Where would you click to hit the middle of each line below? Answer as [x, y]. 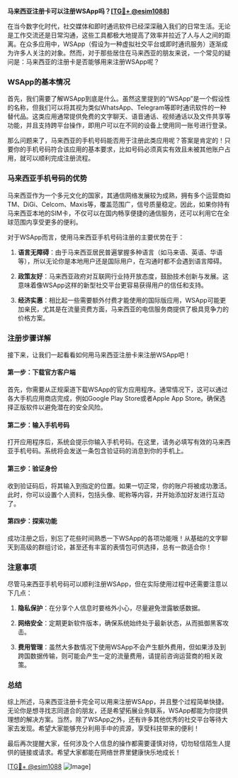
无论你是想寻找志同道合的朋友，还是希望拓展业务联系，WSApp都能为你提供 [118, 711]
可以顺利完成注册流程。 [60, 158]
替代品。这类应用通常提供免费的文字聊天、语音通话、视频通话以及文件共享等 [119, 117]
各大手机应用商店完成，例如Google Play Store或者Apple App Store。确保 [113, 399]
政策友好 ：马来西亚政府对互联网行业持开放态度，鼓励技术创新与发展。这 [123, 276]
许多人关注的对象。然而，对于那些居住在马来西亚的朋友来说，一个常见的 [119, 53]
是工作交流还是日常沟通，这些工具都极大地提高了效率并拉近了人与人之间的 [116, 35]
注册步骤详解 [29, 338]
